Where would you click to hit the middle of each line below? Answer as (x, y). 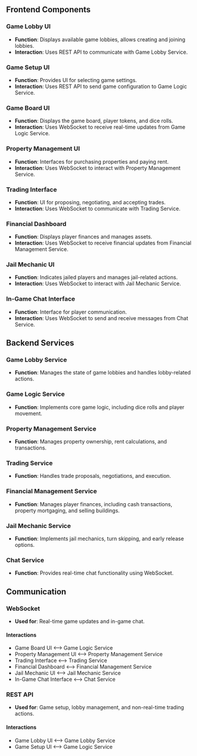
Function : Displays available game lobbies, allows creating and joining (100, 39)
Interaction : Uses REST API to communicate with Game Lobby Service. (101, 52)
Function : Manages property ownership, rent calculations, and (91, 442)
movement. (28, 413)
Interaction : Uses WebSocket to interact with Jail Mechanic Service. (98, 283)
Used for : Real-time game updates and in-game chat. (80, 621)
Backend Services (40, 343)
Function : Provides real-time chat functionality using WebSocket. (94, 573)
